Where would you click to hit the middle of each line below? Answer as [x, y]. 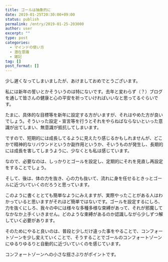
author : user [19, 29]
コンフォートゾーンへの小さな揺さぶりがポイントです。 [62, 254]
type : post [17, 38]
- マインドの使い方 [27, 47]
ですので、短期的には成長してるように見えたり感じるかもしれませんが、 [80, 138]
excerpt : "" [18, 33]
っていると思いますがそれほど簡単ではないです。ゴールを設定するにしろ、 [86, 202]
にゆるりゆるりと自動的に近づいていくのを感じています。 [64, 244]
